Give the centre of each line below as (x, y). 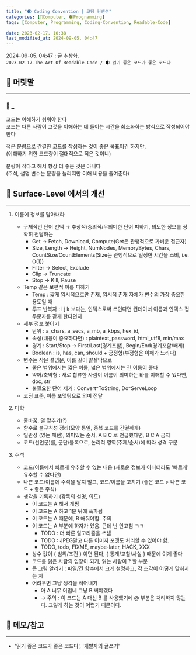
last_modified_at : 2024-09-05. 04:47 (52, 39)
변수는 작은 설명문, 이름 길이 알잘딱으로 (68, 360)
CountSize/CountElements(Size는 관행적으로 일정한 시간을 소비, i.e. (111, 255)
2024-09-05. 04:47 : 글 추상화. (43, 56)
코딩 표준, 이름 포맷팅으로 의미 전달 (63, 396)
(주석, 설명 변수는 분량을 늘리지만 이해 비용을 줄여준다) (68, 174)
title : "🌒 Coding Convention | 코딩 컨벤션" (59, 11)
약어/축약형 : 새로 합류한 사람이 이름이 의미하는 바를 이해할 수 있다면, (110, 375)
